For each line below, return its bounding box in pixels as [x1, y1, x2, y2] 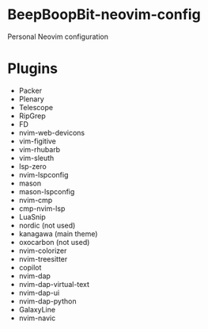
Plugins [7, 59, 59, 78]
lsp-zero [18, 161, 47, 171]
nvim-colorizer [18, 246, 67, 255]
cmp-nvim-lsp [18, 204, 66, 213]
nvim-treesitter [18, 254, 68, 263]
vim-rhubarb [18, 144, 61, 154]
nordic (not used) [18, 220, 76, 230]
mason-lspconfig [18, 186, 75, 196]
